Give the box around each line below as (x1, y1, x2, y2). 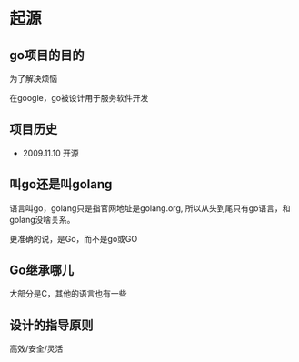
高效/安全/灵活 (9, 343, 64, 355)
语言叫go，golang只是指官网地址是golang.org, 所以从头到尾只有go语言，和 (9, 202, 291, 214)
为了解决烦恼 (9, 74, 57, 84)
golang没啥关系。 (9, 214, 75, 225)
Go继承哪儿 (9, 263, 75, 278)
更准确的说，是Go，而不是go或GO (9, 233, 138, 244)
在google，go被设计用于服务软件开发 (9, 93, 149, 103)
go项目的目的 (9, 47, 85, 63)
